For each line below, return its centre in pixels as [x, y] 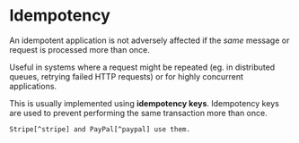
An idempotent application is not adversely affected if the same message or [149, 40]
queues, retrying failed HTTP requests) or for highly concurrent [127, 76]
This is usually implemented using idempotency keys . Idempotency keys [145, 103]
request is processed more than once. [80, 49]
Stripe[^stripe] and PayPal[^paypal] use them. [100, 129]
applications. [33, 86]
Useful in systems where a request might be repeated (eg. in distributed [142, 67]
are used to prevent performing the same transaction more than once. [138, 113]
